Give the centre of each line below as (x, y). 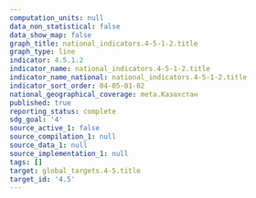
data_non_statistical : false (65, 26)
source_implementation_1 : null (69, 153)
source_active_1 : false (55, 129)
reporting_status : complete (63, 111)
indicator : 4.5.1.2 (47, 60)
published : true (40, 103)
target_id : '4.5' (43, 179)
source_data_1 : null (49, 145)
